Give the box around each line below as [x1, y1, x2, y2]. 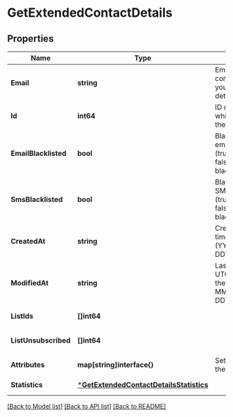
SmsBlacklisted [10, 195, 63, 204]
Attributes [10, 360, 45, 370]
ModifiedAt [10, 278, 49, 288]
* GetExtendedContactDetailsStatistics [77, 380, 209, 389]
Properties [7, 33, 54, 45]
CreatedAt [10, 237, 46, 246]
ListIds [10, 311, 33, 321]
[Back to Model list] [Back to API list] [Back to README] [7, 402, 166, 410]
